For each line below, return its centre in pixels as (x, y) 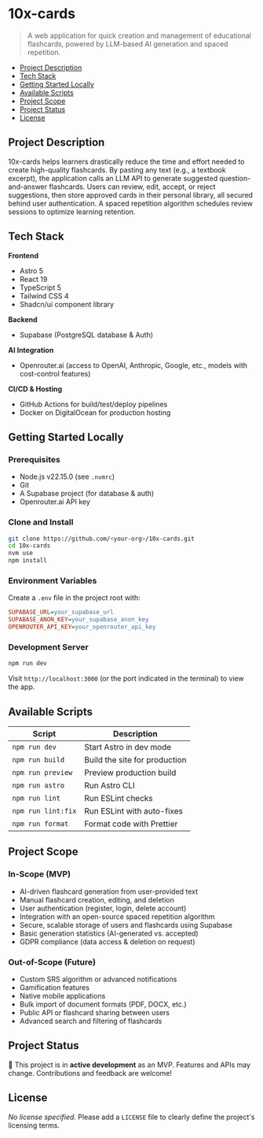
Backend (23, 319)
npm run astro (38, 785)
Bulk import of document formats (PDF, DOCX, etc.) (103, 1004)
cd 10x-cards (29, 546)
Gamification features (55, 987)
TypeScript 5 (40, 287)
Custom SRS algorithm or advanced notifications (98, 979)
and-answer (28, 187)
